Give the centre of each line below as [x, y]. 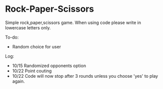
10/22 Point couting [32, 71]
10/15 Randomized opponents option [49, 66]
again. [18, 81]
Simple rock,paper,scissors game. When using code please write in [73, 22]
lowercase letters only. [28, 27]
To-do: [12, 37]
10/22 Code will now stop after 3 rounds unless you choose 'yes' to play [85, 76]
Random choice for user [37, 46]
